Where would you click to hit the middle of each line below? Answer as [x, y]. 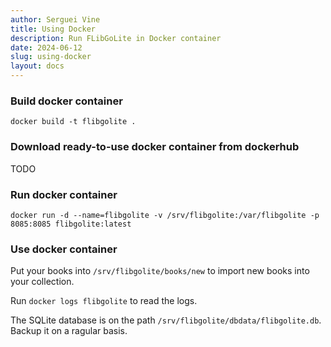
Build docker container [66, 101]
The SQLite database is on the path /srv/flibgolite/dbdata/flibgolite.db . [166, 320]
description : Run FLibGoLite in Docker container [116, 38]
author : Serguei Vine [55, 19]
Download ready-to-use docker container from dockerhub [155, 147]
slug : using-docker [51, 57]
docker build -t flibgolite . [73, 122]
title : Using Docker [53, 29]
